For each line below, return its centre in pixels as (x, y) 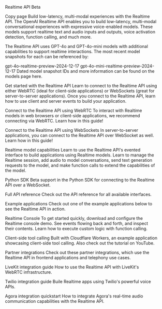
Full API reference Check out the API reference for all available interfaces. (78, 194)
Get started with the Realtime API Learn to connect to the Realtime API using (81, 86)
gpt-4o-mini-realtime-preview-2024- (117, 66)
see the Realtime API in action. (35, 209)
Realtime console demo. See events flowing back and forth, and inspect (77, 223)
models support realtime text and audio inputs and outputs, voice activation (80, 32)
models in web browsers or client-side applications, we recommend (73, 116)
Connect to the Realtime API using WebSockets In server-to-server (72, 130)
